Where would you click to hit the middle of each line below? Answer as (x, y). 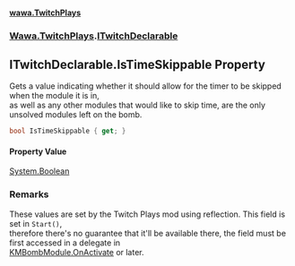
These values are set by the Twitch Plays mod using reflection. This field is (147, 214)
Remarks (29, 194)
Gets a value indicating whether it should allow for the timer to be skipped (146, 86)
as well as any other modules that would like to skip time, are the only (138, 105)
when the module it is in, (55, 96)
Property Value (38, 151)
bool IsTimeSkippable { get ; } (68, 131)
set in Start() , (36, 223)
